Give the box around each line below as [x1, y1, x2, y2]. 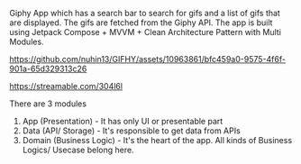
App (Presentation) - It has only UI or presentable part [22, 116, 223, 126]
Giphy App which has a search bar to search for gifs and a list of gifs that [9, 8, 281, 18]
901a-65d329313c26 [9, 63, 87, 74]
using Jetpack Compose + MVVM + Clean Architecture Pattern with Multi [9, 27, 282, 37]
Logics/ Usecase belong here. [22, 144, 134, 155]
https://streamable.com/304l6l [9, 81, 123, 91]
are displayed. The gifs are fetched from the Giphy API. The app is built [9, 17, 273, 28]
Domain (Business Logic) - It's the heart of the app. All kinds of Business [22, 135, 293, 145]
